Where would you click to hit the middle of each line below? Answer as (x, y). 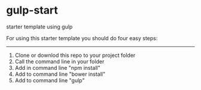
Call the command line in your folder (60, 61)
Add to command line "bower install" (60, 74)
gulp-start (32, 10)
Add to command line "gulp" (50, 80)
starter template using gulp (39, 27)
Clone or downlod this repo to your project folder (75, 55)
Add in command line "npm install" (57, 67)
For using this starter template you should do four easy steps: (82, 38)
